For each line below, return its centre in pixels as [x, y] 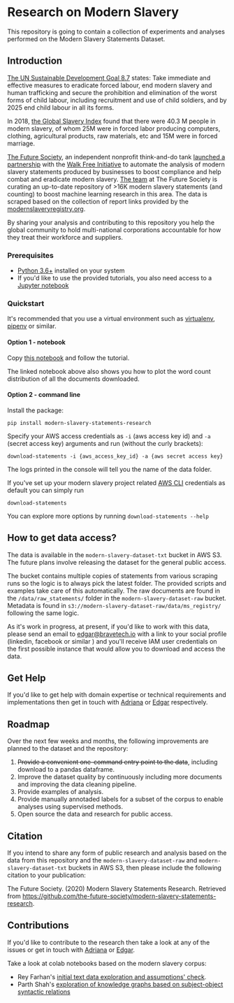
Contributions [38, 926]
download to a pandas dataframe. [66, 770]
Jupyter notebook [43, 286]
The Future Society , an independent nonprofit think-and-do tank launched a [116, 157]
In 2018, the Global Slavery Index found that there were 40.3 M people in [111, 121]
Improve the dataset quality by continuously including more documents [119, 777]
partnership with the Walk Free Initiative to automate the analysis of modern [116, 164]
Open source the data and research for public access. [95, 814]
